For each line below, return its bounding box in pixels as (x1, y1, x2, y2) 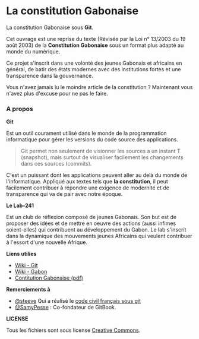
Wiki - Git (14, 262, 38, 269)
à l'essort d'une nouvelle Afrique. (6, 239, 88, 246)
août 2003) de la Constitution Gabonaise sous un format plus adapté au (6, 42, 184, 49)
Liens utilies (6, 251, 37, 258)
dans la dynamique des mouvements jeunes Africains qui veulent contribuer (6, 233, 192, 240)
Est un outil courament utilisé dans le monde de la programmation (6, 129, 168, 137)
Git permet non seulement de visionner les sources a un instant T (20, 147, 181, 155)
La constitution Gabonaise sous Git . (6, 24, 94, 31)
